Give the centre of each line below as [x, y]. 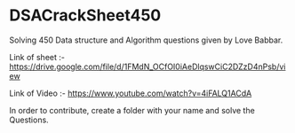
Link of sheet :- [37, 57]
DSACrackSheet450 [85, 16]
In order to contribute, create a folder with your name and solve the [132, 110]
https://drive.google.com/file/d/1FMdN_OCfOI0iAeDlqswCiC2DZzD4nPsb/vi [147, 66]
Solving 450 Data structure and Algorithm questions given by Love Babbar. [146, 40]
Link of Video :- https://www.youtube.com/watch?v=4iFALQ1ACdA [131, 93]
